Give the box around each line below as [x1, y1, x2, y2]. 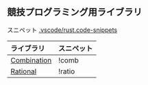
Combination [10, 55, 52, 65]
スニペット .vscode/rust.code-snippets [7, 26, 118, 34]
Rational [10, 67, 37, 76]
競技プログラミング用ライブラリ [7, 6, 143, 18]
